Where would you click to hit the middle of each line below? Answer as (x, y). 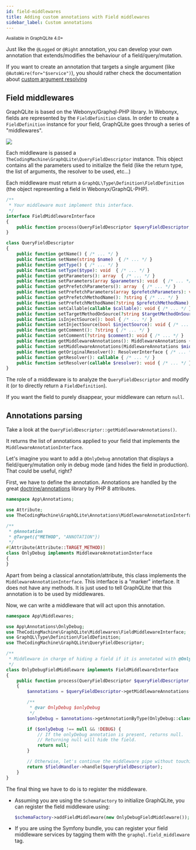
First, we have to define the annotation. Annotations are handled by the (91, 482)
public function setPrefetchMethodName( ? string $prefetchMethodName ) (103, 303)
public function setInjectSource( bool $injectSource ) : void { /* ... (103, 325)
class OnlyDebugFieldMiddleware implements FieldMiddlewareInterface (92, 670)
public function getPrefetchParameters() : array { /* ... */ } (96, 287)
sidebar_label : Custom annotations (49, 22)
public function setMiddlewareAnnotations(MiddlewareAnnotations (98, 346)
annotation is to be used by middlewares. (55, 594)
